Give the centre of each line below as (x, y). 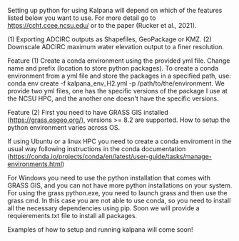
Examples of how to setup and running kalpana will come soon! (100, 230)
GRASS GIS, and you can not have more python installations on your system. (120, 185)
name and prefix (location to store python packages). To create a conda (113, 68)
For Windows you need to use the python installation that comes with (109, 178)
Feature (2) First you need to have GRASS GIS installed (88, 112)
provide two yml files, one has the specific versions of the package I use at (118, 91)
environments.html (35, 164)
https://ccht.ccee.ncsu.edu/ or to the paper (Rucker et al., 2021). (102, 25)
